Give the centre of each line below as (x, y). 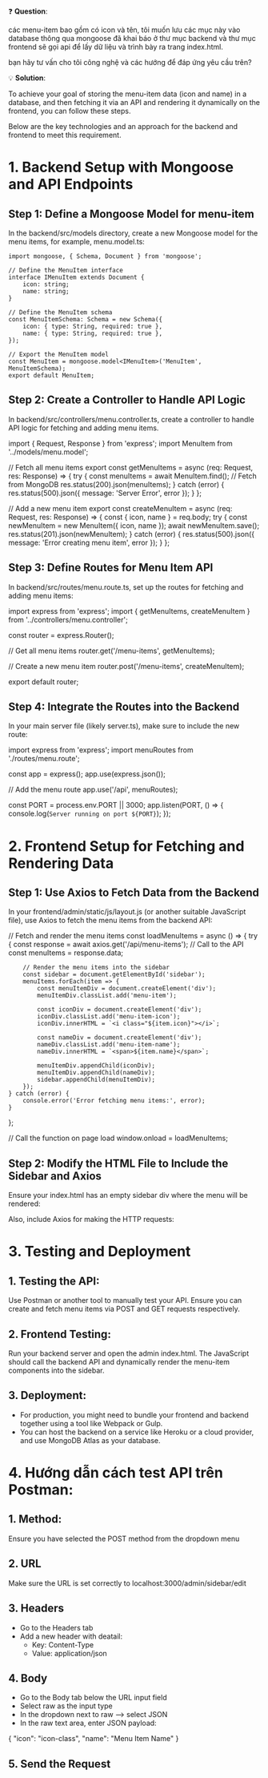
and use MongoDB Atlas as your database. (90, 1440)
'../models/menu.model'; (48, 452)
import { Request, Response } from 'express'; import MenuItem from (121, 443)
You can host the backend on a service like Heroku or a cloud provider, (137, 1432)
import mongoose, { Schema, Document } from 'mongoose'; (105, 256)
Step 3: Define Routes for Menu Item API (111, 568)
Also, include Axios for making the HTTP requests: (91, 1220)
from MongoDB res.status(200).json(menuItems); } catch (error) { (116, 484)
